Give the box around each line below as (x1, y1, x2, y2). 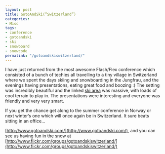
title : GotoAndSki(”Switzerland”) (5, 12, 77, 17)
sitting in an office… (5, 118, 45, 124)
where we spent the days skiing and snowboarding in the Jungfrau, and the (5, 77, 159, 83)
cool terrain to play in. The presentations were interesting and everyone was (5, 93, 161, 99)
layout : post (5, 7, 32, 12)
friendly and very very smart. (5, 98, 64, 104)
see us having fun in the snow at (5, 133, 72, 139)
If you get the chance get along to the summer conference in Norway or (5, 108, 152, 114)
